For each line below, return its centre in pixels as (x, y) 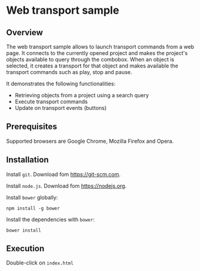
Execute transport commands (51, 101)
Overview (25, 33)
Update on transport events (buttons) (61, 108)
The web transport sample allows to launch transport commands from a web (100, 47)
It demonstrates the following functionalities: (61, 84)
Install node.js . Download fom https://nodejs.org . (67, 186)
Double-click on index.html (40, 263)
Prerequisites (32, 127)
